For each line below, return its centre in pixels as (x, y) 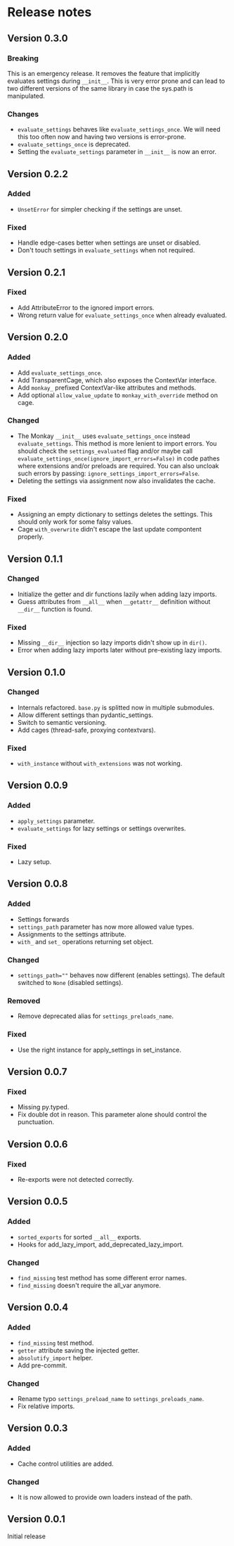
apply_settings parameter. (56, 820)
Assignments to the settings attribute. (72, 934)
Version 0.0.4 (38, 1307)
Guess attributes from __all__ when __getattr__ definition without (114, 601)
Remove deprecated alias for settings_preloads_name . (96, 1016)
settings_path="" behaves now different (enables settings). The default (121, 975)
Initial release (26, 1536)
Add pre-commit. (42, 1365)
